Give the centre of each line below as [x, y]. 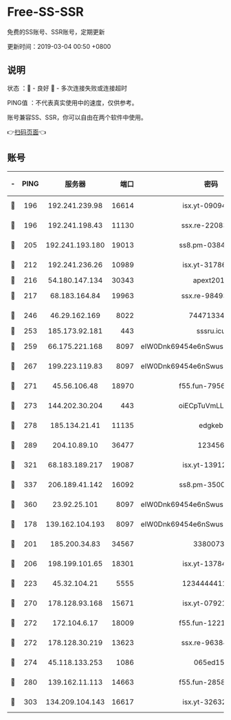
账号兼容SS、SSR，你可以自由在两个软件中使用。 [77, 117]
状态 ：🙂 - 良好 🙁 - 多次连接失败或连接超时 [67, 88]
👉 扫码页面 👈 [27, 132]
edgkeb [211, 425]
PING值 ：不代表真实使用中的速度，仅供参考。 [73, 102]
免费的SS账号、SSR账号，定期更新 [56, 32]
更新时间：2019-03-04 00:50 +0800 [59, 46]
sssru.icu [211, 330]
